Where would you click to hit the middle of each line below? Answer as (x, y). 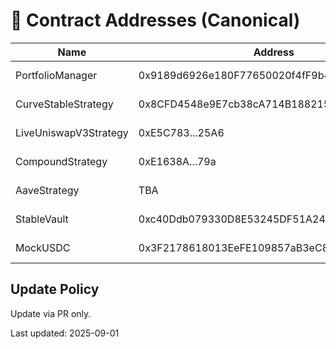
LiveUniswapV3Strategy (72, 132)
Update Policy (55, 289)
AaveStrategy (47, 190)
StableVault (42, 219)
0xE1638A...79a (177, 161)
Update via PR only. (51, 313)
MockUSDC (43, 247)
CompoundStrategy (61, 161)
